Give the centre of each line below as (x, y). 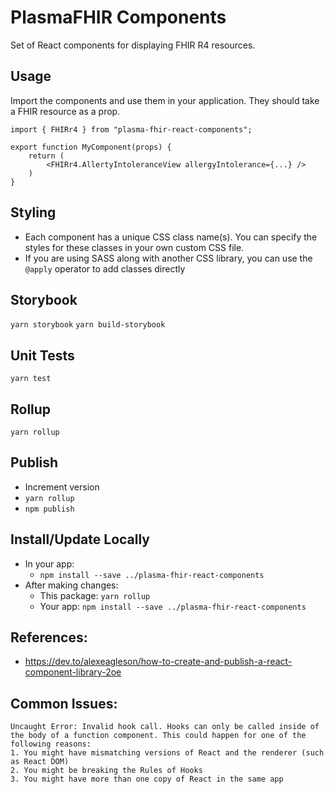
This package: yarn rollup (95, 595)
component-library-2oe (73, 672)
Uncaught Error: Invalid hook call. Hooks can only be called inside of (165, 727)
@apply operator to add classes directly (105, 268)
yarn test (31, 379)
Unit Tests (42, 355)
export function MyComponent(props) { (91, 147)
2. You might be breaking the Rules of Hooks (106, 771)
